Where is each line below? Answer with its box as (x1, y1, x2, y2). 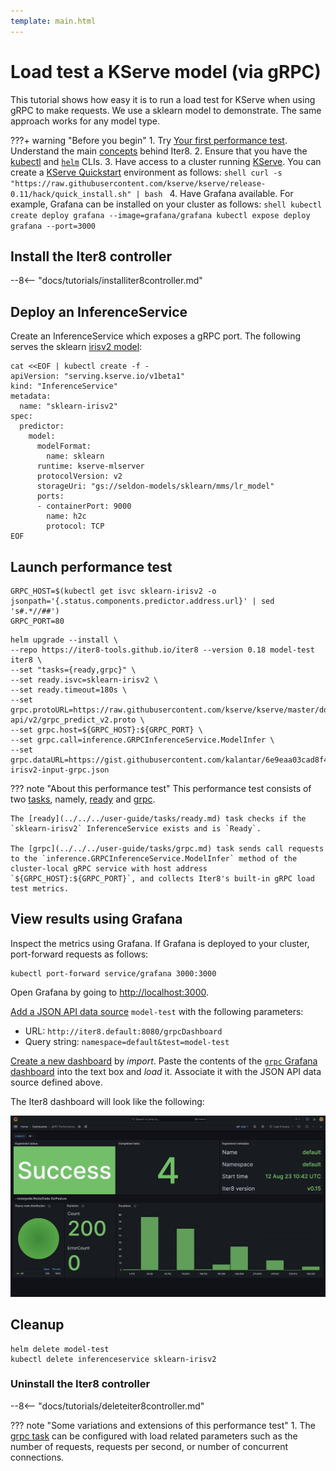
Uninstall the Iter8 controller (10, 1377, 151, 1391)
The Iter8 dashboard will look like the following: (10, 1095, 205, 1107)
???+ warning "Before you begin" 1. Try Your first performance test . (10, 134, 288, 146)
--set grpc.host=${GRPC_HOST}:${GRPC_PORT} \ (10, 725, 203, 735)
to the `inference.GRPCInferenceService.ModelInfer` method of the (10, 854, 298, 864)
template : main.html (10, 16, 97, 26)
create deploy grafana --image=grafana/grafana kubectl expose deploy (10, 210, 311, 220)
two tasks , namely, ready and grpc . (10, 793, 156, 805)
